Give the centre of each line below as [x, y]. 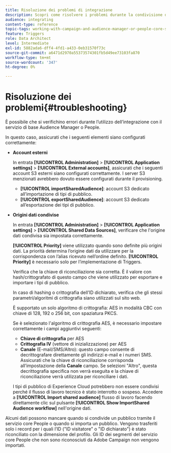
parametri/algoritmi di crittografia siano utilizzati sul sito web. [77, 298]
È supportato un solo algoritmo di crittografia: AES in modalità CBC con [87, 308]
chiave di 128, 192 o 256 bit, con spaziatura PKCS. [65, 313]
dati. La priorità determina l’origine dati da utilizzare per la [73, 251]
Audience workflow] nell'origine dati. [52, 408]
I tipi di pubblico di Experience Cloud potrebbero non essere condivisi [86, 387]
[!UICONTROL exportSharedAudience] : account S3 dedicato [85, 199]
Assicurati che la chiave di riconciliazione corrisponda [77, 360]
